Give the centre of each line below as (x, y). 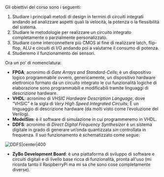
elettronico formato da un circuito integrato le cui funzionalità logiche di (84, 83)
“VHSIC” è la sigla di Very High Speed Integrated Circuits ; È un (75, 103)
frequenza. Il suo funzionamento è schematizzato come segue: (76, 135)
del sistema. (24, 27)
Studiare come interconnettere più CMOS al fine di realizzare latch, (80, 43)
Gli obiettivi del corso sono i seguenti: (43, 7)
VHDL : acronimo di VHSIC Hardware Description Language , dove (79, 98)
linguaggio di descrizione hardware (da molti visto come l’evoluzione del (85, 109)
